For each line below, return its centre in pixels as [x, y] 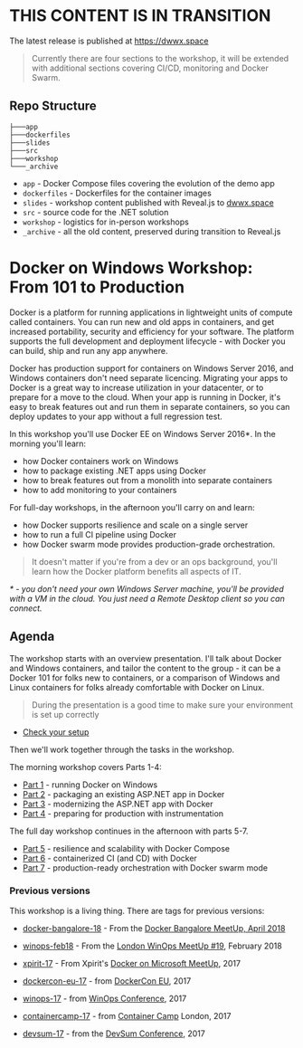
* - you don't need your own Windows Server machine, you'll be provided [147, 588]
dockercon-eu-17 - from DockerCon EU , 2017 [107, 981]
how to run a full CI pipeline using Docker [99, 534]
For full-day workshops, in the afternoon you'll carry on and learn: [132, 507]
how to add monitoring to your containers [99, 490]
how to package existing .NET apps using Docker [114, 471]
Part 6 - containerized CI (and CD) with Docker [109, 858]
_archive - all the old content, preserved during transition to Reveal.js [151, 231]
